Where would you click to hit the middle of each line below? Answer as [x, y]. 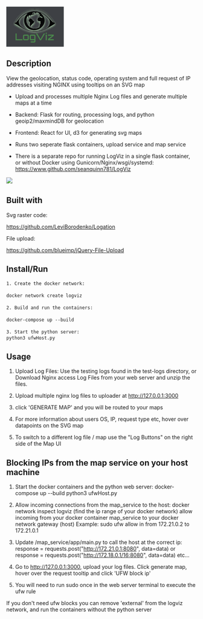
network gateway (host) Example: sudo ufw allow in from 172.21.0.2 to [102, 524]
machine [23, 472]
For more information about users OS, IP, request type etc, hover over [102, 419]
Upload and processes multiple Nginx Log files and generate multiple [101, 96]
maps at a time [34, 103]
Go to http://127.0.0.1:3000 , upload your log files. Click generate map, [101, 567]
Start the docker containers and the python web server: [84, 487]
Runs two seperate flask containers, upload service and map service [100, 144]
